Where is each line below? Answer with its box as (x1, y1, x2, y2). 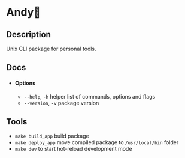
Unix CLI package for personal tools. (6, 45, 96, 52)
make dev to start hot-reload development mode (14, 145, 132, 153)
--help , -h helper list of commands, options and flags (23, 93, 156, 100)
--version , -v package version (23, 99, 99, 106)
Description (6, 29, 51, 40)
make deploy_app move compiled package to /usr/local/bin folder (14, 139, 179, 146)
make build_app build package (14, 132, 89, 140)
